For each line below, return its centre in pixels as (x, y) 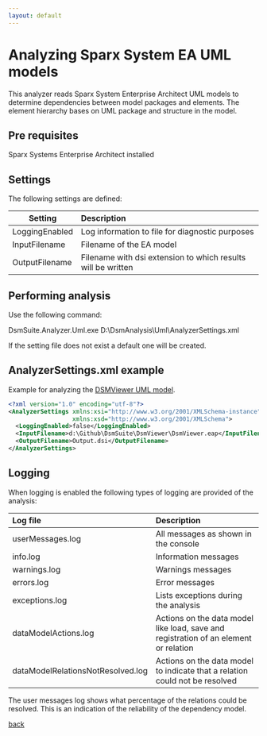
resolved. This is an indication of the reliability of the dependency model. (128, 708)
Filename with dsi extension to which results (163, 257)
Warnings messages (193, 569)
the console (178, 543)
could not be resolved (196, 680)
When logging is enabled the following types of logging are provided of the (131, 492)
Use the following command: (55, 315)
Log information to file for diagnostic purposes (167, 232)
